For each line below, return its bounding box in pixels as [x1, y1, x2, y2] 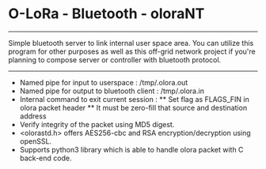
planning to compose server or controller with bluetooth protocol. [8, 54, 222, 64]
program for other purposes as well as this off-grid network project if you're [8, 47, 256, 56]
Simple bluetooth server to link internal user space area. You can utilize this [8, 38, 254, 47]
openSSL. [19, 136, 52, 146]
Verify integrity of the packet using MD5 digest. [19, 119, 175, 129]
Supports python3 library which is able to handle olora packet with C [19, 145, 244, 154]
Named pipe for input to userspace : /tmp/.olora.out [19, 77, 188, 87]
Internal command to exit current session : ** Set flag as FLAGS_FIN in [19, 94, 249, 103]
